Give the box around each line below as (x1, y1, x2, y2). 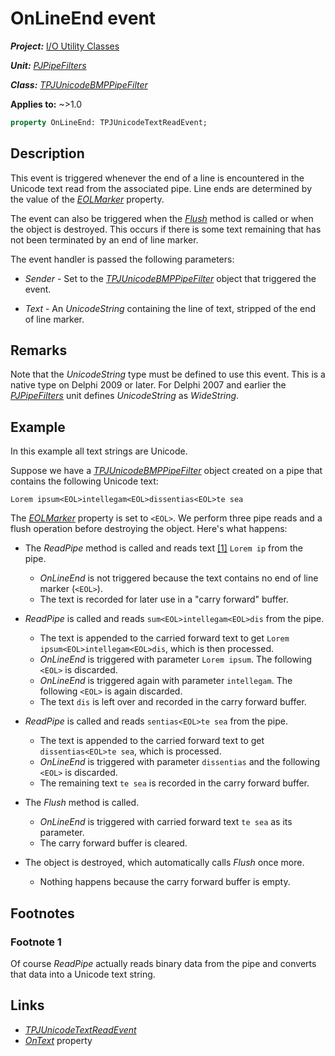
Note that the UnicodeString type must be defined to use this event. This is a (10, 368, 326, 381)
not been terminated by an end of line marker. (10, 233, 199, 246)
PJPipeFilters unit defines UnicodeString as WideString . (10, 390, 240, 402)
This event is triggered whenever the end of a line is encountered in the (10, 172, 305, 184)
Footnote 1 (10, 935, 62, 949)
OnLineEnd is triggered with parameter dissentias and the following (39, 756, 321, 768)
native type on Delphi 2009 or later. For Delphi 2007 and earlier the (10, 379, 287, 391)
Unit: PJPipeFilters (10, 59, 87, 71)
